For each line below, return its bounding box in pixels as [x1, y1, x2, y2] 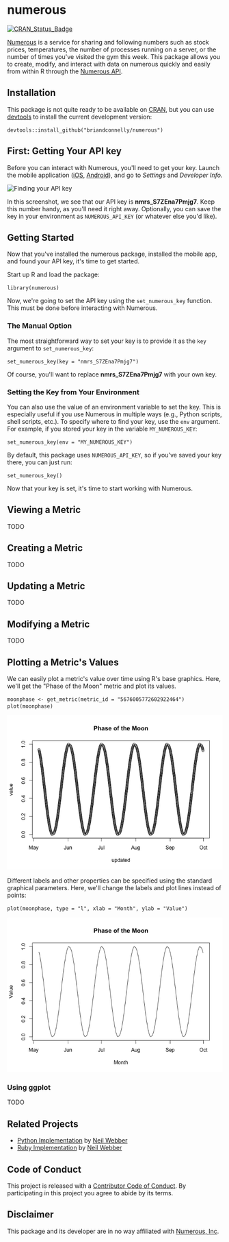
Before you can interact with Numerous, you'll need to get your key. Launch [7, 163, 220, 171]
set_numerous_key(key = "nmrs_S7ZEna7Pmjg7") [7, 358, 139, 365]
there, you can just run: [7, 458, 73, 466]
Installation [7, 87, 56, 99]
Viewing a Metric [7, 504, 81, 516]
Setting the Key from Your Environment [7, 387, 140, 396]
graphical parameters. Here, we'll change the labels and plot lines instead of [7, 884, 222, 892]
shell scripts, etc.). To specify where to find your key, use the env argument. [7, 417, 220, 425]
